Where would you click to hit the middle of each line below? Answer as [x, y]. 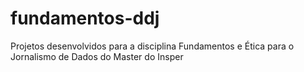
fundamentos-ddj [85, 18]
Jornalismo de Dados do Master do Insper [97, 56]
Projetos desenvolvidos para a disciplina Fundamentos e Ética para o [152, 46]
